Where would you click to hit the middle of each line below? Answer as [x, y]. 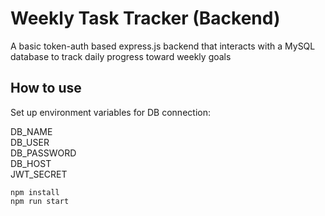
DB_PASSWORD [43, 153]
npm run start [40, 201]
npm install [35, 192]
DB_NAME [31, 131]
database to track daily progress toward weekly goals [121, 56]
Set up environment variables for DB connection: [110, 112]
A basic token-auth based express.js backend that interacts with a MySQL [163, 46]
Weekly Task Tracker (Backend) [145, 18]
